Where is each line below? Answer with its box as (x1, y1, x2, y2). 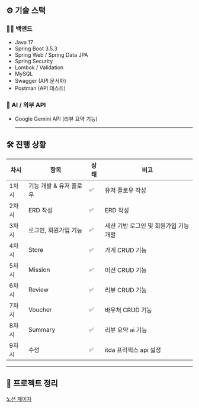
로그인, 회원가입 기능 (28, 226, 83, 234)
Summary (28, 325, 56, 333)
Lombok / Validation (14, 64, 64, 71)
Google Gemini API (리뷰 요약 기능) (14, 115, 98, 122)
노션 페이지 (6, 395, 32, 402)
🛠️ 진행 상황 (6, 140, 46, 150)
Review (28, 286, 49, 294)
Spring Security (14, 57, 53, 64)
